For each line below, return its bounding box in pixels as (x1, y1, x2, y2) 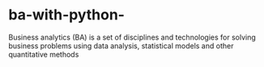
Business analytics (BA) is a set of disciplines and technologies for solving (8, 32, 257, 42)
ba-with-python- (8, 6, 126, 24)
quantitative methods (8, 49, 79, 59)
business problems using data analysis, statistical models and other (8, 40, 234, 50)
